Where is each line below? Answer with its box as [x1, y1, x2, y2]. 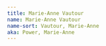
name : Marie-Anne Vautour [7, 16, 81, 23]
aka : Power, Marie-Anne [7, 28, 75, 36]
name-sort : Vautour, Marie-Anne [7, 22, 99, 29]
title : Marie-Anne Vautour [7, 9, 84, 17]
